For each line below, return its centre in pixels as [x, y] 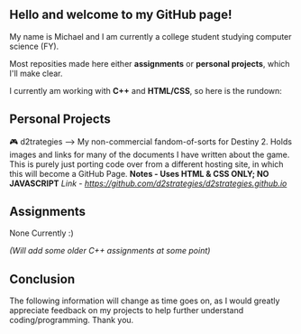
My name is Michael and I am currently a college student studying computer [150, 36]
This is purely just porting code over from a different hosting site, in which [146, 164]
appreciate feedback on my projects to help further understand [127, 311]
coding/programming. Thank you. [72, 320]
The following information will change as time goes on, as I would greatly [145, 301]
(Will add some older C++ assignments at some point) [110, 251]
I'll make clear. [36, 73]
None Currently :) [41, 233]
